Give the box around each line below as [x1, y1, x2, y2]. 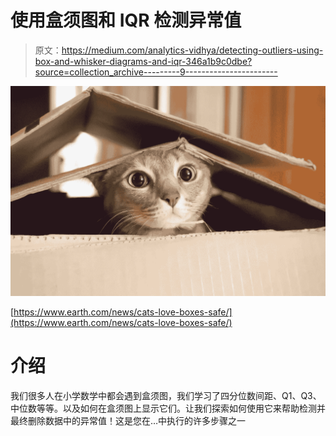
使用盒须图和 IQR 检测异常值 [10, 9, 242, 32]
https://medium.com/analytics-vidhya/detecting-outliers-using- [61, 44, 324, 56]
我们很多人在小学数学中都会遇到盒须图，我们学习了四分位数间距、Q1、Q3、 [10, 390, 322, 402]
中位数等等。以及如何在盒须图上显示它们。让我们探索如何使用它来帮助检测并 [10, 402, 326, 415]
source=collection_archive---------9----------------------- [34, 66, 278, 78]
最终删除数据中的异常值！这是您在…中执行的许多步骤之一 [10, 415, 247, 427]
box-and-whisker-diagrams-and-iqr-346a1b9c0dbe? [34, 55, 253, 67]
